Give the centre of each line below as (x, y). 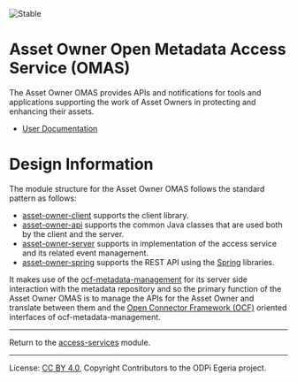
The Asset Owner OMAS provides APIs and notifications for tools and (135, 92)
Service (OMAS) (70, 69)
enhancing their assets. (52, 111)
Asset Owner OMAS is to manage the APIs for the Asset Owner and (132, 298)
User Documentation (60, 128)
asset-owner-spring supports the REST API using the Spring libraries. (148, 262)
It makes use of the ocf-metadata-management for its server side (128, 279)
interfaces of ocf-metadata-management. (85, 317)
